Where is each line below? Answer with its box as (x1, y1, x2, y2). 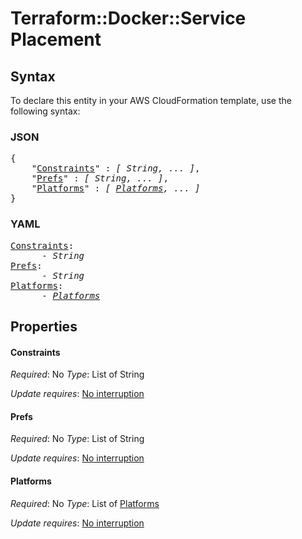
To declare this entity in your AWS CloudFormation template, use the (10, 95, 292, 106)
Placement (10, 28, 102, 51)
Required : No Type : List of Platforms (10, 497, 160, 509)
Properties (10, 318, 78, 335)
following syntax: (10, 105, 81, 117)
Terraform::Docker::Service (10, 7, 247, 30)
